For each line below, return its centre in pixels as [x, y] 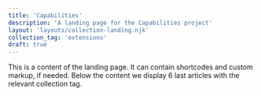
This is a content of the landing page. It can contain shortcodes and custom [130, 67]
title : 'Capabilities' [45, 15]
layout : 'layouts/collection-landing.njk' [79, 30]
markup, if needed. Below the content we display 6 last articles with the [124, 76]
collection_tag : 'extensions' [58, 37]
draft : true [28, 45]
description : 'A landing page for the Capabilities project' [110, 23]
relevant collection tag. [45, 84]
